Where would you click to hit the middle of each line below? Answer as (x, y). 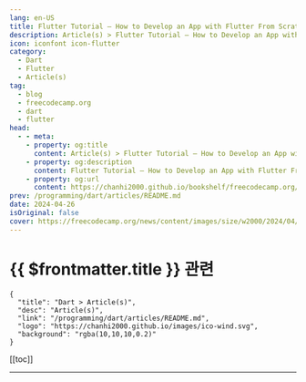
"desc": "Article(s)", (61, 310)
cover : (22, 221)
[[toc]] (21, 359)
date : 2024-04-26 (42, 205)
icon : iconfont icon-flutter (65, 43)
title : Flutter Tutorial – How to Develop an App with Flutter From (142, 26)
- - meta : (36, 137)
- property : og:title (66, 145)
